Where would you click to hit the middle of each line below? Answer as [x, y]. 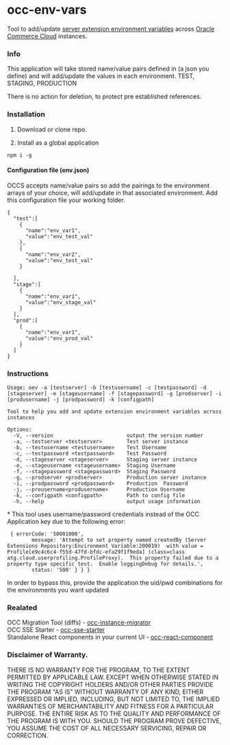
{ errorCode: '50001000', [47, 534]
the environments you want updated [58, 590]
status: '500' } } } [61, 570]
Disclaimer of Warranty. [48, 655]
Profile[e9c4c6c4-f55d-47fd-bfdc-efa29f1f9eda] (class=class [96, 552]
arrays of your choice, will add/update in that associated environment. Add [112, 192]
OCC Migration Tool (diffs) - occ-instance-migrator [79, 622]
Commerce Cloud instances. [47, 36]
